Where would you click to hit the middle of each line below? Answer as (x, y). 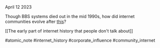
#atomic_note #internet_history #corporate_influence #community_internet (80, 40)
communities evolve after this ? (36, 22)
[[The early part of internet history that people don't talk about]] (69, 31)
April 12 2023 (18, 7)
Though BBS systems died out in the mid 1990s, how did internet (70, 16)
